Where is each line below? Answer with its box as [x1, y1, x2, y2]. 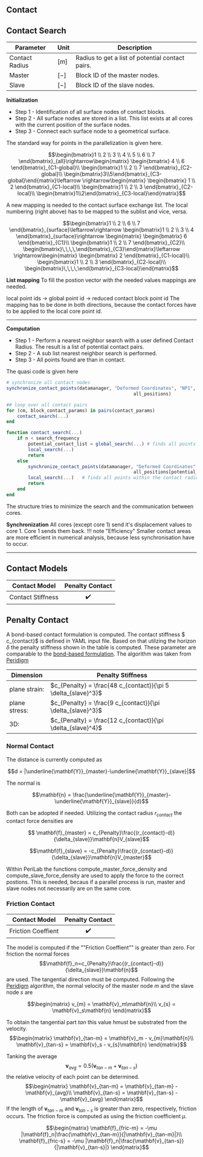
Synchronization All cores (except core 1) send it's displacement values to [6, 521, 192, 528]
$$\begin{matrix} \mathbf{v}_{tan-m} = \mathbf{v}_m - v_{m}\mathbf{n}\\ [9, 1034, 194, 1042]
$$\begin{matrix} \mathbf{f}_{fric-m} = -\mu [46, 1124, 157, 1132]
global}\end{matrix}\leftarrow [7, 177, 82, 184]
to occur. [6, 540, 28, 548]
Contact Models [6, 563, 68, 574]
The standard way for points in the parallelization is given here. [6, 139, 163, 147]
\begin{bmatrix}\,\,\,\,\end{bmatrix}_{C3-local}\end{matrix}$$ [24, 265, 179, 272]
